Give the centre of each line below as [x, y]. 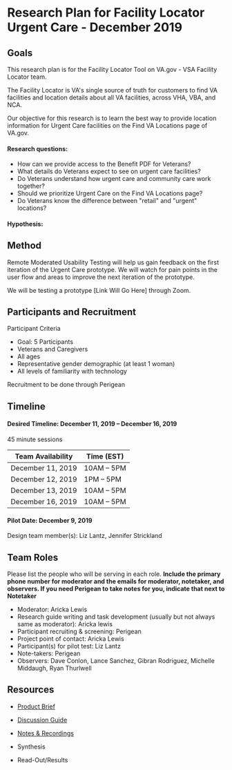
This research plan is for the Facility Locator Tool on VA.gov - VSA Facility [112, 69]
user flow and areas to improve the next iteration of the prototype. [101, 277]
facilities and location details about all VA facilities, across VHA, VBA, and [112, 97]
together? [31, 186]
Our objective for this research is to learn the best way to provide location [112, 118]
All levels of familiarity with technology [72, 372]
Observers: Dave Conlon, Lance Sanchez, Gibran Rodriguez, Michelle [116, 661]
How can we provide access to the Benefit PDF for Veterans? [104, 164]
